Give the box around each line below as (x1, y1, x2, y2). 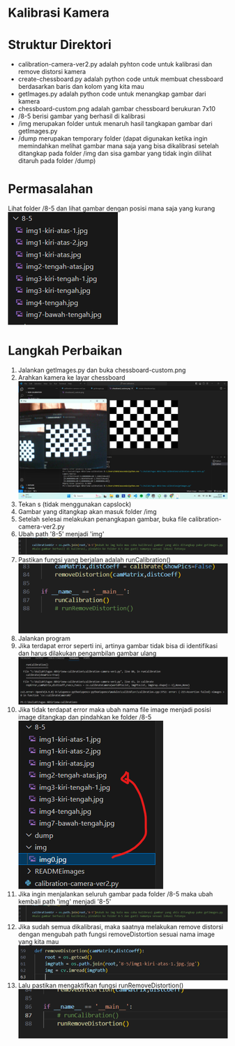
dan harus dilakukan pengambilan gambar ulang (17, 649, 157, 657)
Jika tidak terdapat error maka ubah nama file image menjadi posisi (17, 705, 211, 714)
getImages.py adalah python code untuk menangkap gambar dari (17, 89, 206, 99)
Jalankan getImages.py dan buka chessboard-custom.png (17, 366, 186, 374)
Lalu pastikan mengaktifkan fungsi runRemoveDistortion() (17, 981, 184, 990)
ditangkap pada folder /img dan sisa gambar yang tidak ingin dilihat (17, 149, 212, 158)
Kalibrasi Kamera (8, 5, 110, 21)
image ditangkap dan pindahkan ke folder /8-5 (17, 712, 152, 721)
